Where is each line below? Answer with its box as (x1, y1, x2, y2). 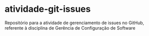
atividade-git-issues (4, 3, 91, 15)
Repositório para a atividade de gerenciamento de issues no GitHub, (4, 20, 145, 26)
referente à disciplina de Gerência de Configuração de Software (4, 25, 136, 31)
